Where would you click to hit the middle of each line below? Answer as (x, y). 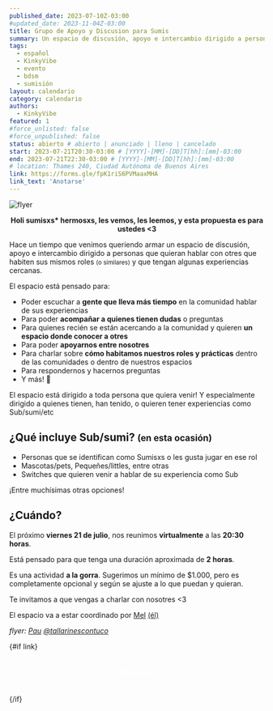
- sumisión (35, 83)
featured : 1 (29, 121)
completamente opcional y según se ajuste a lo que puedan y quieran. (126, 583)
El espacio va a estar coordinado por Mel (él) (84, 615)
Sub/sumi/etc (32, 412)
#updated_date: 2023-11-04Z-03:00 (68, 23)
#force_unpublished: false (55, 136)
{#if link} (24, 646)
